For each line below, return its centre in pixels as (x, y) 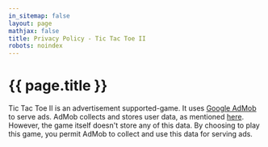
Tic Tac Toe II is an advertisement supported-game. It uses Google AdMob (132, 108)
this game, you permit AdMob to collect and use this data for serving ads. (130, 134)
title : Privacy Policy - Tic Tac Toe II (77, 38)
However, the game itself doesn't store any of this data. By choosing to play (134, 125)
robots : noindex (36, 46)
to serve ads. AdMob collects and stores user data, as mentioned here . (126, 117)
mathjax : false (34, 31)
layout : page (30, 23)
